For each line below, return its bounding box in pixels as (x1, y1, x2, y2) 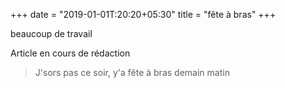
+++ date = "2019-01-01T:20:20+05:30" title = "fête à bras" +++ (10, 9, 277, 20)
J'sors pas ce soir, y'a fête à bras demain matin (34, 67, 230, 78)
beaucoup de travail (10, 28, 93, 39)
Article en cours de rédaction (10, 47, 131, 59)
